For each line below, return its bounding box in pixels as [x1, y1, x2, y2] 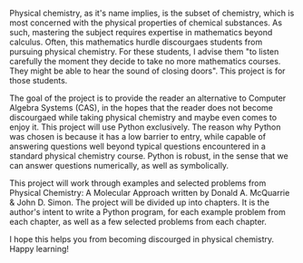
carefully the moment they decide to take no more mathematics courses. [9, 56, 281, 66]
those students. [9, 75, 68, 85]
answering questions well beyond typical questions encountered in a [9, 141, 266, 151]
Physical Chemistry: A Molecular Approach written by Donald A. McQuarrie [9, 188, 290, 198]
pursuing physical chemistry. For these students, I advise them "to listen [9, 46, 279, 57]
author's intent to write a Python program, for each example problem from [9, 207, 286, 217]
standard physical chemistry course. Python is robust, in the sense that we [9, 151, 288, 161]
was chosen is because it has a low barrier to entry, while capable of [9, 131, 266, 141]
